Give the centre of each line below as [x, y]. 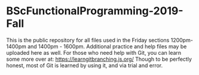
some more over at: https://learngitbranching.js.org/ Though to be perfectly [99, 59]
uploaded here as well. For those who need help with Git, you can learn [94, 52]
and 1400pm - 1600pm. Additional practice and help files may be [107, 46]
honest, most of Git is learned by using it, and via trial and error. [85, 65]
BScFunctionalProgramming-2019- [95, 11]
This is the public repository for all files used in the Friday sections [88, 40]
